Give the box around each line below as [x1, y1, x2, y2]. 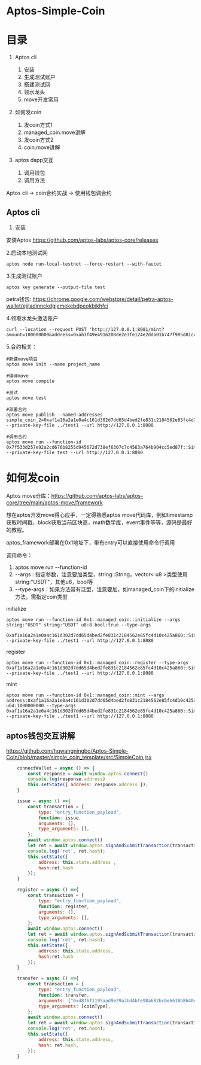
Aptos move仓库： [6, 492, 52, 499]
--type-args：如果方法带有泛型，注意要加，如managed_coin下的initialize [14, 585, 194, 593]
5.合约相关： [6, 343, 37, 350]
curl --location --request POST [6, 326, 87, 333]
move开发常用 [23, 96, 59, 103]
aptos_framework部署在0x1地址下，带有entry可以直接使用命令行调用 [6, 538, 175, 546]
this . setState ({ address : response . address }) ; [28, 782, 148, 788]
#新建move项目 [6, 356, 38, 362]
